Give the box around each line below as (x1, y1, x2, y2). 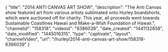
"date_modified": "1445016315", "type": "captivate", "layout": (5, 31, 132, 36)
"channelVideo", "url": (5, 36, 51, 42)
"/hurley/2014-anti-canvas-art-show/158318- (52, 36, 146, 42)
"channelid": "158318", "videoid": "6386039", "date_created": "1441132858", (5, 25, 163, 31)
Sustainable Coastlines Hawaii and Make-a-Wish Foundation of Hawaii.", (5, 20, 155, 26)
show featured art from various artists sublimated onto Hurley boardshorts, (5, 9, 161, 15)
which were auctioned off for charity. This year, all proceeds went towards (5, 15, 160, 20)
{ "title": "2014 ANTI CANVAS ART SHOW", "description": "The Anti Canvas (5, 4, 161, 10)
